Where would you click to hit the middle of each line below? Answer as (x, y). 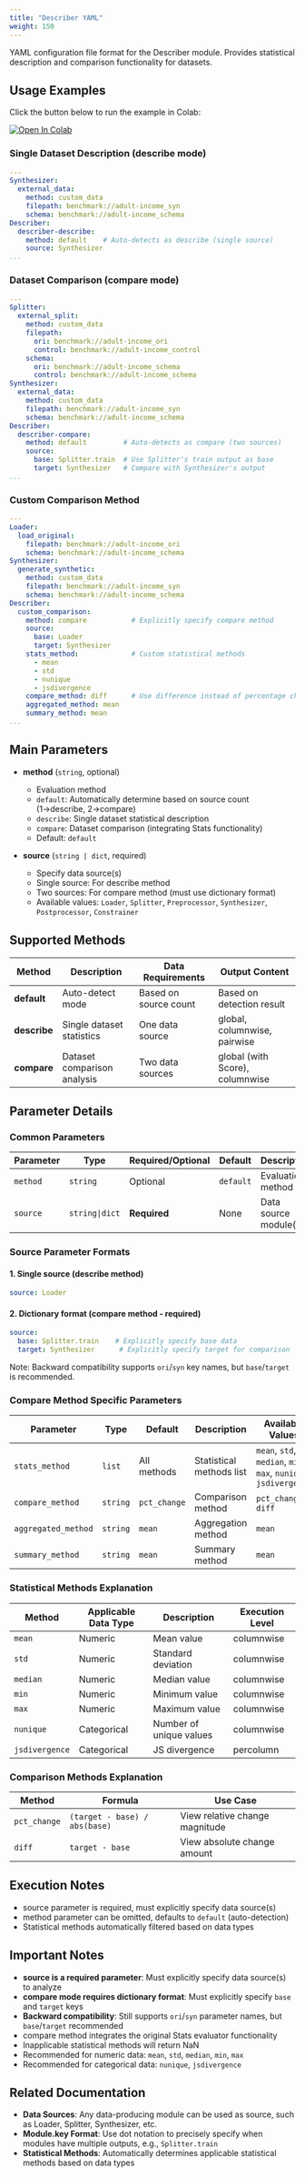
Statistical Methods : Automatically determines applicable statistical (149, 2153)
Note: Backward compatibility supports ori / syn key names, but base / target (150, 1367)
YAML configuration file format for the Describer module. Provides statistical (152, 52)
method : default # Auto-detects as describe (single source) (150, 240)
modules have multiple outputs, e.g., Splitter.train (120, 2143)
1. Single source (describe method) (77, 1273)
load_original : (46, 536)
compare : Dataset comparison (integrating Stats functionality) (149, 828)
